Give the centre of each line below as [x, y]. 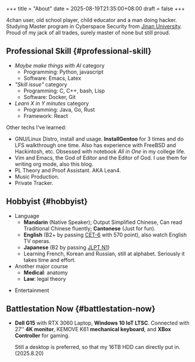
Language [27, 216]
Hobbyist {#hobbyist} [47, 202]
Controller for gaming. [42, 336]
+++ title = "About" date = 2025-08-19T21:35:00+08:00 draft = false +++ [95, 9]
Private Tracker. [34, 182]
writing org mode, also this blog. [54, 164]
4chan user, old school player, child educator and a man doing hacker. [92, 20]
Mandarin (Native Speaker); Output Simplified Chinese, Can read [103, 222]
